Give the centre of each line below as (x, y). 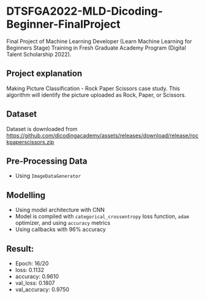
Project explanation (44, 74)
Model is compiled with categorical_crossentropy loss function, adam (102, 216)
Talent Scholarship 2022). (39, 54)
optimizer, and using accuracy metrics (63, 223)
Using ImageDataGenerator (48, 176)
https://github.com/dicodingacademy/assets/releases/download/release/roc (102, 135)
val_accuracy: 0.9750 (42, 290)
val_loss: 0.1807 (35, 283)
